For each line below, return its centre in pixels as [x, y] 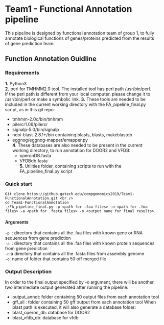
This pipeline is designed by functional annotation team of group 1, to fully [80, 33]
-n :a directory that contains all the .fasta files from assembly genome [75, 254]
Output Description [28, 272]
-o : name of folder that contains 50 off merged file [56, 259]
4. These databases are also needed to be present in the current [77, 145]
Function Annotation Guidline [51, 59]
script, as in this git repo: [30, 109]
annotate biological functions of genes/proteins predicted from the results [80, 38]
